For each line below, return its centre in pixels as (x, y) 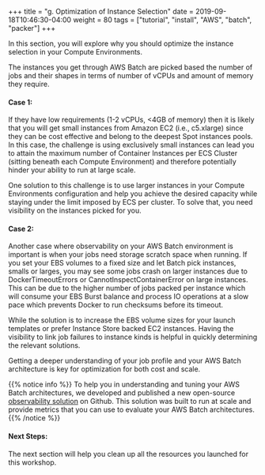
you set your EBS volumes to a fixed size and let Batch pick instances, (122, 263)
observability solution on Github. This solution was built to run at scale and (130, 401)
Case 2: (21, 228)
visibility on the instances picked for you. (75, 211)
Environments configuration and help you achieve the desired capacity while (133, 194)
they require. (29, 84)
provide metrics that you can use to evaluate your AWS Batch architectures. (131, 409)
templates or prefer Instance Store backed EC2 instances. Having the (121, 329)
